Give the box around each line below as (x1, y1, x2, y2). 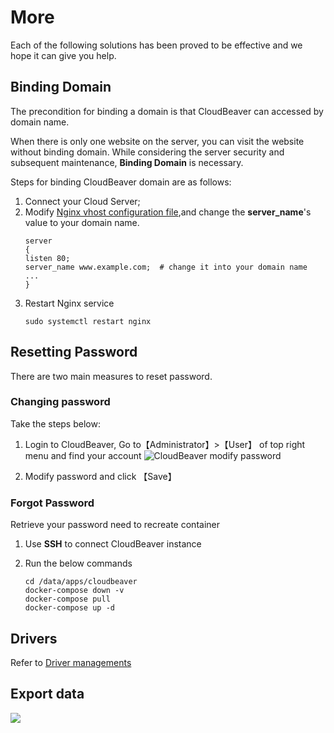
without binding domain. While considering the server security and (10, 146, 285, 158)
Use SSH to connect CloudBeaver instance (24, 538, 202, 550)
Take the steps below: (10, 417, 101, 430)
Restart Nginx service (24, 297, 115, 309)
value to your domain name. (24, 216, 140, 228)
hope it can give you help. (10, 49, 117, 61)
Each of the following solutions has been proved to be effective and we (10, 39, 303, 51)
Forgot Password (10, 496, 95, 510)
